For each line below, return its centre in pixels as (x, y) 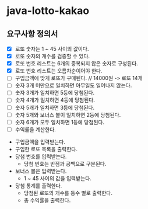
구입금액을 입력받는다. (40, 142)
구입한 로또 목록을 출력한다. (46, 149)
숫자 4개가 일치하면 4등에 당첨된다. (55, 100)
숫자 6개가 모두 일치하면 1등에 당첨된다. (59, 122)
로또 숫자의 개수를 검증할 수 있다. (52, 56)
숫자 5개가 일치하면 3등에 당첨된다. (55, 107)
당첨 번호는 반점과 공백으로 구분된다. (65, 163)
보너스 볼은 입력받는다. (41, 171)
